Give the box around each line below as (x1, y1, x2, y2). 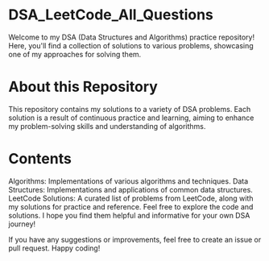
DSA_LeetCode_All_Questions (8, 6, 213, 24)
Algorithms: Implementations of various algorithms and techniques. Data (8, 176, 249, 186)
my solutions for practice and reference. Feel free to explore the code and (8, 201, 254, 211)
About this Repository (8, 78, 159, 96)
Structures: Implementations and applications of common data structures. (8, 184, 254, 194)
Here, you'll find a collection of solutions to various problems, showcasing (8, 40, 254, 50)
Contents (8, 150, 72, 168)
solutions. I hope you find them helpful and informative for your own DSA (8, 210, 250, 220)
